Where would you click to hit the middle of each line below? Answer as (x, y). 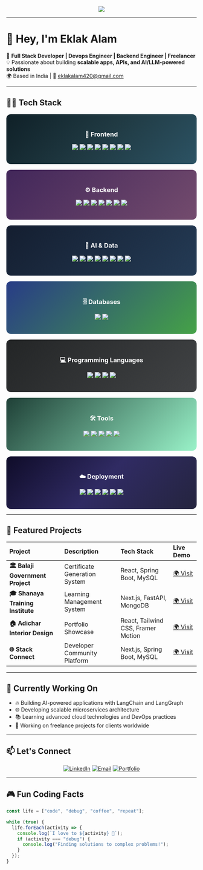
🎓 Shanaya (27, 593)
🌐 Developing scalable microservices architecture (77, 710)
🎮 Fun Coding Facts (45, 794)
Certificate (79, 567)
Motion (130, 635)
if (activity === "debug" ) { (54, 839)
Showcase (79, 632)
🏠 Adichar (25, 623)
